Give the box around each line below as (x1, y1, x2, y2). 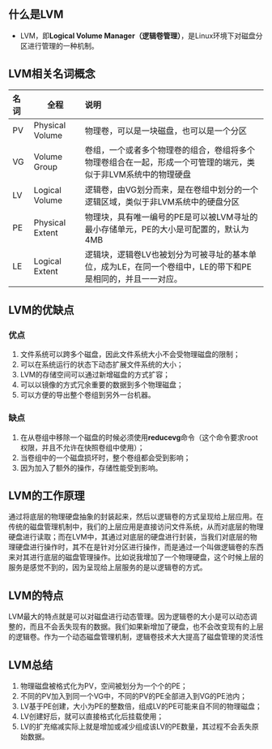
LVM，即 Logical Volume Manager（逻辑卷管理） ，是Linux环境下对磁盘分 (19, 31, 263, 41)
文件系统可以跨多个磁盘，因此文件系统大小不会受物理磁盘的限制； (19, 350, 240, 359)
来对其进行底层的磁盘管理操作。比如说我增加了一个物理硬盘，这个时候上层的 (8, 553, 264, 562)
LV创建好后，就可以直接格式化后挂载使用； (19, 712, 164, 721)
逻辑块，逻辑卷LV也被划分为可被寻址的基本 (84, 248, 249, 260)
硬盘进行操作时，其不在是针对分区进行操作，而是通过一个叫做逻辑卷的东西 (15, 542, 264, 552)
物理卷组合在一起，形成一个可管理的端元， (84, 157, 248, 168)
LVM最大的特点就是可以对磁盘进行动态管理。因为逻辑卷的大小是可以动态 (8, 612, 251, 622)
